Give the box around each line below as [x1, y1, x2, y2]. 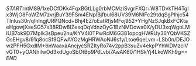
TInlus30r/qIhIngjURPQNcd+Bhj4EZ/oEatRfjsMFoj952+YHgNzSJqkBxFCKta [6, 18, 188, 24]
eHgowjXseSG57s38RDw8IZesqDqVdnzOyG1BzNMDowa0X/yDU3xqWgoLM [6, 23, 190, 30]
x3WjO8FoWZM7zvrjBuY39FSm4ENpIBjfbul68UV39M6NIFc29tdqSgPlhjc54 [6, 11, 189, 18]
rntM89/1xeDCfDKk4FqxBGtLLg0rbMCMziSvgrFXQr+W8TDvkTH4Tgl [22, 5, 189, 12]
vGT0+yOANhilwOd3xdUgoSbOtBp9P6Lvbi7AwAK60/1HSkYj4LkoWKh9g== [6, 48, 188, 55]
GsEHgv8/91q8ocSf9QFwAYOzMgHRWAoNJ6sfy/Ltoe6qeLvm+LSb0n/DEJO [6, 36, 190, 43]
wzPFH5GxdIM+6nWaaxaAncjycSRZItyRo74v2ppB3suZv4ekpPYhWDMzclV [6, 42, 188, 49]
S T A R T [6, 5, 23, 12]
